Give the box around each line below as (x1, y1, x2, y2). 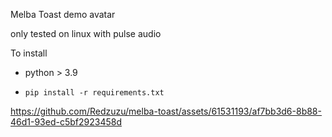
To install (10, 47, 48, 59)
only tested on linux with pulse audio (10, 28, 162, 39)
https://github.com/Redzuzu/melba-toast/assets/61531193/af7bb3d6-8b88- (10, 105, 322, 117)
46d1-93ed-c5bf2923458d (10, 116, 122, 128)
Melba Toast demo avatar (10, 9, 116, 20)
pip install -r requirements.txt (24, 88, 165, 98)
